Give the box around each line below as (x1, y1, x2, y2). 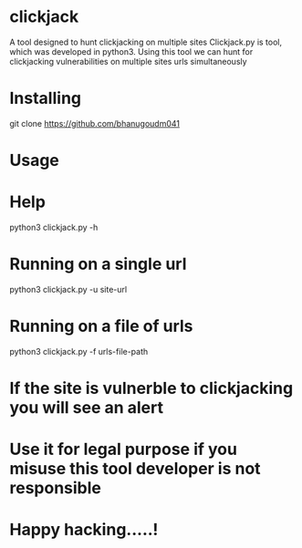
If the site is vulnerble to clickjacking (9, 378, 294, 398)
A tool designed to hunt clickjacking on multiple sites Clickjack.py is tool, (9, 36, 283, 47)
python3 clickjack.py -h (9, 222, 99, 233)
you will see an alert (9, 398, 164, 419)
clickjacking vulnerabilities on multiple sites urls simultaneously (9, 56, 248, 67)
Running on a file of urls (9, 316, 193, 336)
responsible (9, 478, 102, 499)
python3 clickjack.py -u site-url (9, 284, 128, 295)
